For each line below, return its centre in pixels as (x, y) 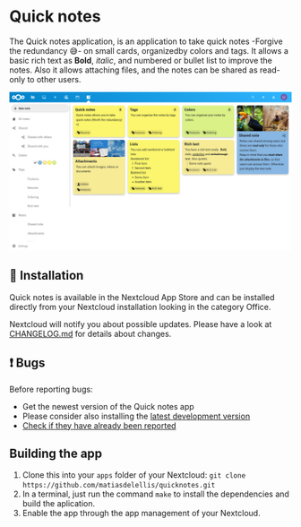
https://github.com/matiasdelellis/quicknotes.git (119, 486)
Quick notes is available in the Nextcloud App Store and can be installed (142, 297)
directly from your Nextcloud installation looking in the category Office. (140, 307)
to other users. (54, 79)
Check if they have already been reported (99, 425)
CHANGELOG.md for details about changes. (90, 333)
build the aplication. (59, 504)
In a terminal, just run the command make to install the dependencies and (155, 494)
